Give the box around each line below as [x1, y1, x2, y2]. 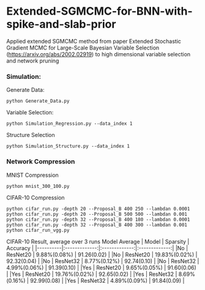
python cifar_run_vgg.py [6, 227, 70, 233]
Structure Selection [6, 132, 55, 139]
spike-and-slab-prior [6, 17, 116, 31]
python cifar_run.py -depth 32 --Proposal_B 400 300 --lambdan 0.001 [6, 221, 188, 228]
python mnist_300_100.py [6, 183, 70, 189]
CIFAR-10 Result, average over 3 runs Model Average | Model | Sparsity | [6, 237, 190, 245]
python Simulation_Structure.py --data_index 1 [6, 143, 130, 149]
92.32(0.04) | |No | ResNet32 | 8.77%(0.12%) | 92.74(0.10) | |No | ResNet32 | [6, 257, 199, 264]
